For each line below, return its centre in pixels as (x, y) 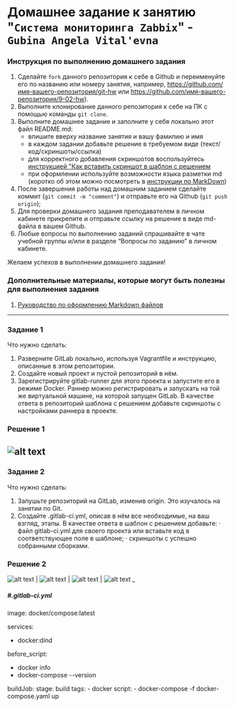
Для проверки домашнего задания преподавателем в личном (111, 211)
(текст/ (210, 144)
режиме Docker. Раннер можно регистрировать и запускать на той (118, 388)
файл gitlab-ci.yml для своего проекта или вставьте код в (103, 530)
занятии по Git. (40, 508)
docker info (34, 667)
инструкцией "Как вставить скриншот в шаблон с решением (119, 167)
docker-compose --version (57, 675)
